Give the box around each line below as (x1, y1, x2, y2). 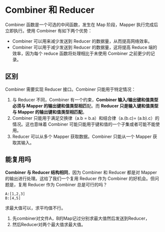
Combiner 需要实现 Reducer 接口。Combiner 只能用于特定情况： (5, 86, 136, 92)
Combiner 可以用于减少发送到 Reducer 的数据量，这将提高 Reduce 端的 (12, 44, 158, 50)
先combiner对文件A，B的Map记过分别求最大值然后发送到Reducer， (12, 215, 150, 221)
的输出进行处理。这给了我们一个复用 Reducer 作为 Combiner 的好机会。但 (5, 175, 155, 181)
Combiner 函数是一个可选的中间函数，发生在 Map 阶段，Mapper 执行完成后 (5, 22, 159, 27)
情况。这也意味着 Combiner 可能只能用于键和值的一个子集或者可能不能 (12, 121, 156, 127)
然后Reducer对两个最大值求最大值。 (12, 221, 86, 227)
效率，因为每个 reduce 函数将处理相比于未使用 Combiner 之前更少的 (12, 50, 151, 56)
